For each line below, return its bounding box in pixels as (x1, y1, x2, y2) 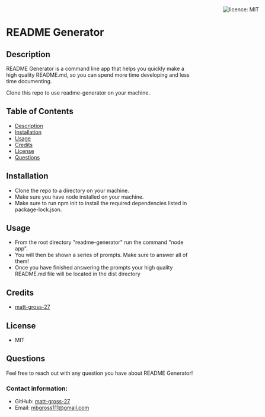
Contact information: (6, 384, 68, 393)
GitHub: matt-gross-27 (14, 398, 71, 405)
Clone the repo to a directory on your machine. (14, 187, 129, 194)
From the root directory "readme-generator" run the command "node (14, 239, 184, 246)
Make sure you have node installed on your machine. (14, 193, 144, 200)
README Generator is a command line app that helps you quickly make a (6, 65, 185, 72)
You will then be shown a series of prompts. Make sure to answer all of (14, 252, 188, 259)
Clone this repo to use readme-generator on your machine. (6, 89, 150, 96)
